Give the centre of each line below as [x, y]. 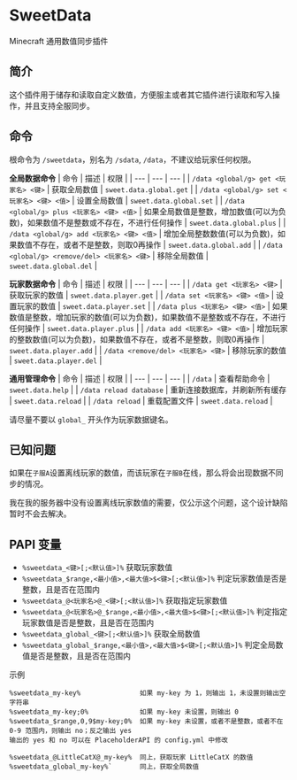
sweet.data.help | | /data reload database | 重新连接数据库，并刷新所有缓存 [148, 390]
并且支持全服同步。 [59, 105]
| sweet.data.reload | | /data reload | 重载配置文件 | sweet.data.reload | [141, 400]
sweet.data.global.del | [53, 266]
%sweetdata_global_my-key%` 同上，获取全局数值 [104, 767]
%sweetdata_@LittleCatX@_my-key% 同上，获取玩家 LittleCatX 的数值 [131, 758]
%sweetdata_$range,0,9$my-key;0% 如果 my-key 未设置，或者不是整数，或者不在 [146, 722]
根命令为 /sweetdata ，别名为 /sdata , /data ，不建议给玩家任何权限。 [133, 159]
